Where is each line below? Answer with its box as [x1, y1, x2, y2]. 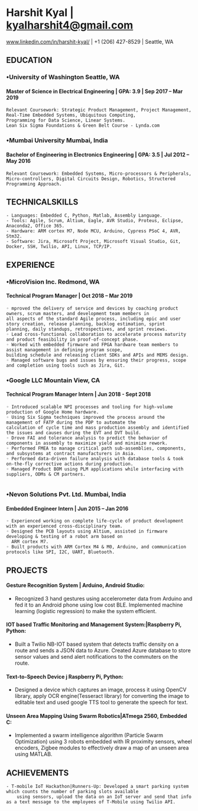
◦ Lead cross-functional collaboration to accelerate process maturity [6, 331, 186, 337]
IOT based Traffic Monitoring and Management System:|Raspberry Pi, [6, 621, 182, 628]
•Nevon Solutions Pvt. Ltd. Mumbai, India [6, 490, 126, 498]
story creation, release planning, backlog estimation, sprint [6, 320, 165, 327]
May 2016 [6, 157, 31, 164]
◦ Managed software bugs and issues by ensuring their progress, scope [6, 357, 186, 363]
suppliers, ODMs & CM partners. [6, 472, 86, 477]
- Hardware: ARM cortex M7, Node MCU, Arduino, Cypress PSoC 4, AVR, [6, 228, 181, 234]
